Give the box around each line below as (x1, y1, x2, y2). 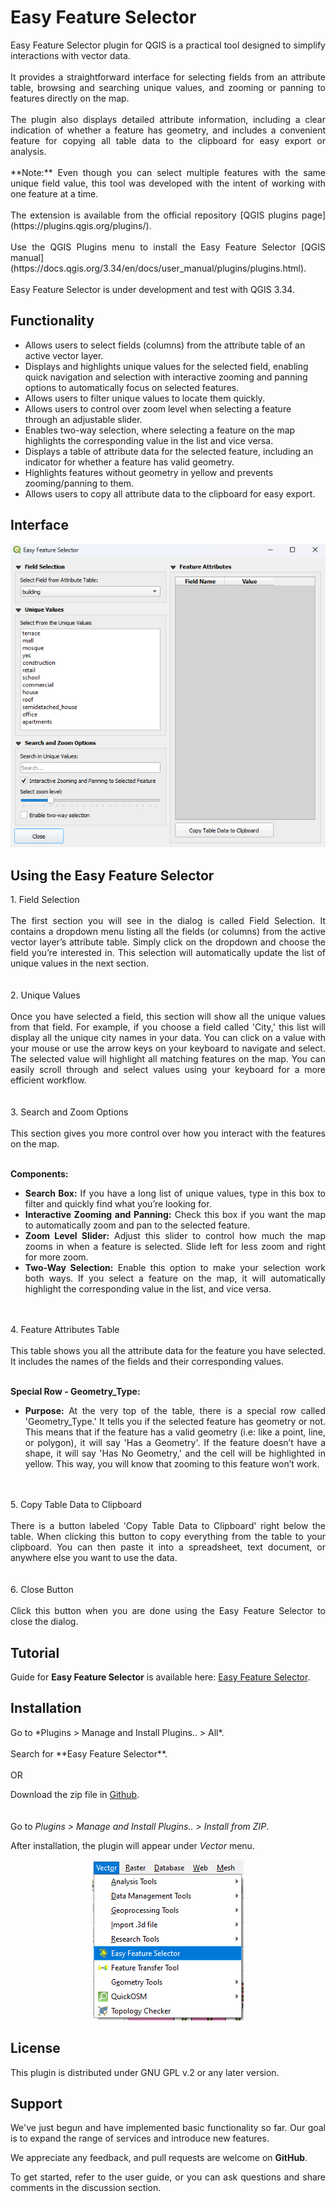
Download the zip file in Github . (10, 1788, 140, 1800)
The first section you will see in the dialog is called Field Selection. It (10, 915, 326, 927)
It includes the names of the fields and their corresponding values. (10, 1356, 284, 1368)
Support (10, 2096, 63, 2113)
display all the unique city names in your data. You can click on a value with (10, 1032, 326, 1044)
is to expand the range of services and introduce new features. (10, 2132, 270, 2145)
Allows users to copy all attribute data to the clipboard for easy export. (24, 487, 316, 500)
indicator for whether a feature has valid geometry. (24, 456, 235, 468)
